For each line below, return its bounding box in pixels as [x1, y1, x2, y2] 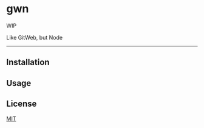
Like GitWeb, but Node [6, 34, 63, 41]
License [6, 99, 37, 109]
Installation [6, 57, 50, 68]
